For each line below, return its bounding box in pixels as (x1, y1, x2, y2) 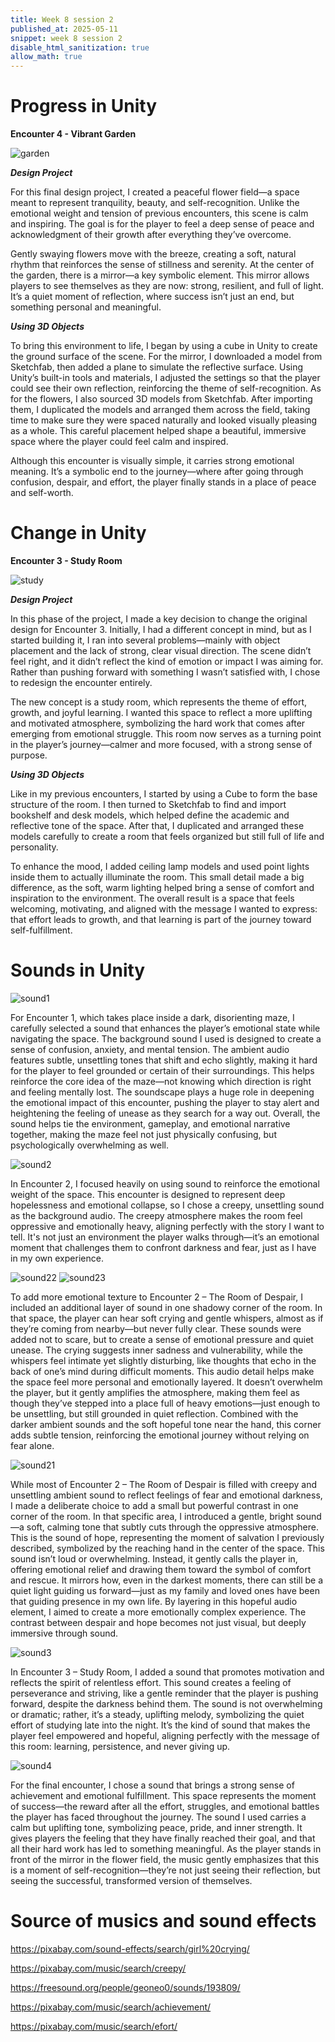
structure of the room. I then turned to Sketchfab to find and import (10, 799, 287, 810)
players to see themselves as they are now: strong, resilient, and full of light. (10, 280, 324, 292)
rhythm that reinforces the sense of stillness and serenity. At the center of (10, 259, 315, 271)
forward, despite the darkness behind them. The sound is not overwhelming (10, 1697, 323, 1710)
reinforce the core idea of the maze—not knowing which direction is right (10, 1075, 312, 1087)
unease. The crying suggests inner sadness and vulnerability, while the (10, 1344, 303, 1356)
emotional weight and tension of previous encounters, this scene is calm (10, 207, 309, 220)
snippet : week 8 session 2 (10, 33, 123, 43)
